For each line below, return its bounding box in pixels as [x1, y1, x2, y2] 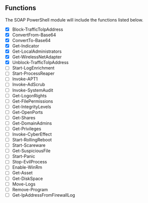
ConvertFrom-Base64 [12, 32, 56, 38]
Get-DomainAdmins [12, 120, 52, 126]
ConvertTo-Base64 [12, 37, 51, 43]
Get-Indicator [12, 43, 40, 48]
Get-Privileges [12, 126, 42, 132]
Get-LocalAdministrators [12, 48, 62, 54]
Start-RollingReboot [12, 137, 52, 143]
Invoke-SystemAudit [12, 87, 54, 93]
